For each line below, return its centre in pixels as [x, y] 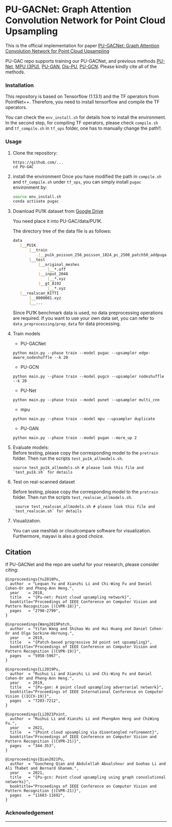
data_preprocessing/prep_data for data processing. [67, 323]
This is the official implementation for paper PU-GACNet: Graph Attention [82, 45]
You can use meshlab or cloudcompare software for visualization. [82, 530]
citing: [12, 570]
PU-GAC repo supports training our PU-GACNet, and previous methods [80, 61]
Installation [20, 85]
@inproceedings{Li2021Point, [36, 714]
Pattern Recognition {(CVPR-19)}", [43, 652]
